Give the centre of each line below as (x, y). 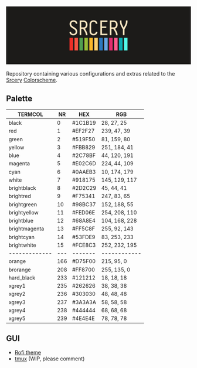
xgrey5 (17, 318)
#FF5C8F (84, 229)
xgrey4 (17, 310)
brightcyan (22, 237)
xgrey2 (17, 294)
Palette (19, 98)
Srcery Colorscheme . (32, 80)
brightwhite (22, 245)
